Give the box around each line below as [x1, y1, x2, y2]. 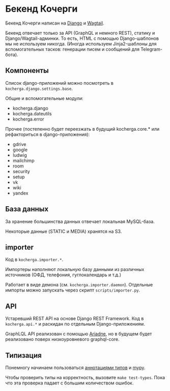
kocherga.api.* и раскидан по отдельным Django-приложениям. [5, 321, 145, 327]
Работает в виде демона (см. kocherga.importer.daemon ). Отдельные [5, 282, 153, 288]
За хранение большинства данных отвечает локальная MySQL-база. [5, 218, 155, 225]
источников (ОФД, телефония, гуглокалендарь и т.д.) [5, 272, 121, 278]
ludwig [12, 152, 27, 158]
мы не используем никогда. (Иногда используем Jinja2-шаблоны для [5, 40, 157, 46]
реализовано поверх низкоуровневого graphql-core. [5, 336, 120, 343]
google [12, 146, 28, 153]
